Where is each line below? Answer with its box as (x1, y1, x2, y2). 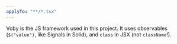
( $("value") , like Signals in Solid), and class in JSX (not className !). (6, 31, 172, 38)
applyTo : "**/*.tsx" (6, 8, 57, 15)
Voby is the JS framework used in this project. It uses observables (6, 25, 168, 32)
